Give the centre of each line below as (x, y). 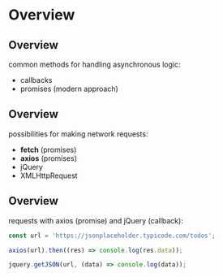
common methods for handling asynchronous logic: (94, 64)
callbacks (36, 80)
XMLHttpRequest (49, 175)
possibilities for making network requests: (78, 134)
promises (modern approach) (69, 89)
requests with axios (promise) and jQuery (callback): (96, 220)
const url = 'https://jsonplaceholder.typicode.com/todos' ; (112, 236)
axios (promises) (49, 158)
